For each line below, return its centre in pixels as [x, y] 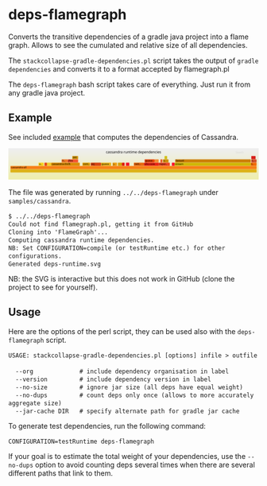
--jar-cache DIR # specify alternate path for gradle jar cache [128, 411]
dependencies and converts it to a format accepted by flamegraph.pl [119, 68]
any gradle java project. [47, 92]
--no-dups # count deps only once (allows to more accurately [135, 395]
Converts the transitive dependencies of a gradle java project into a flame [128, 37]
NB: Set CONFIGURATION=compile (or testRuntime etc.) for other [117, 248]
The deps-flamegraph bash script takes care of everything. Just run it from [130, 84]
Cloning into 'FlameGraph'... [58, 232]
